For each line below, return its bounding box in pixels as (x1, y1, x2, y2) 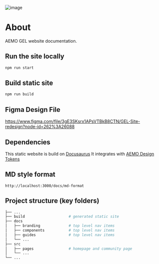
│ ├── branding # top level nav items (5, 223, 115, 228)
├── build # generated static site (5, 214, 119, 219)
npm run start (5, 65, 34, 70)
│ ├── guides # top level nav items (5, 232, 115, 238)
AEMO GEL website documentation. (5, 38, 77, 44)
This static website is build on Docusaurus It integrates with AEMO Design (5, 151, 155, 157)
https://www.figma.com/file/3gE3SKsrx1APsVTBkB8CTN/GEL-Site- (5, 118, 140, 125)
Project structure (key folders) (5, 197, 99, 205)
